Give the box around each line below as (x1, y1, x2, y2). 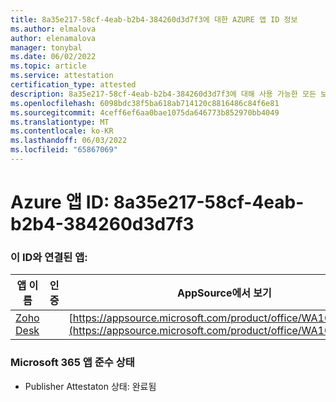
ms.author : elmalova (10, 24, 97, 34)
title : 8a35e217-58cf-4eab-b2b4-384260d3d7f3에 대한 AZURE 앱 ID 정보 (10, 14, 298, 25)
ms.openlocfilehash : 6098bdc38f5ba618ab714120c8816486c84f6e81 (10, 98, 280, 108)
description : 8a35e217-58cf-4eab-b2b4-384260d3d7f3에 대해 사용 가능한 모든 (10, 89, 317, 99)
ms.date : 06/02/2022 (10, 52, 97, 62)
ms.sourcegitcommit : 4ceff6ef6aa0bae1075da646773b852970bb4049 (10, 107, 280, 118)
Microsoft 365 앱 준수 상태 (10, 356, 135, 370)
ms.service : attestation (10, 71, 114, 81)
